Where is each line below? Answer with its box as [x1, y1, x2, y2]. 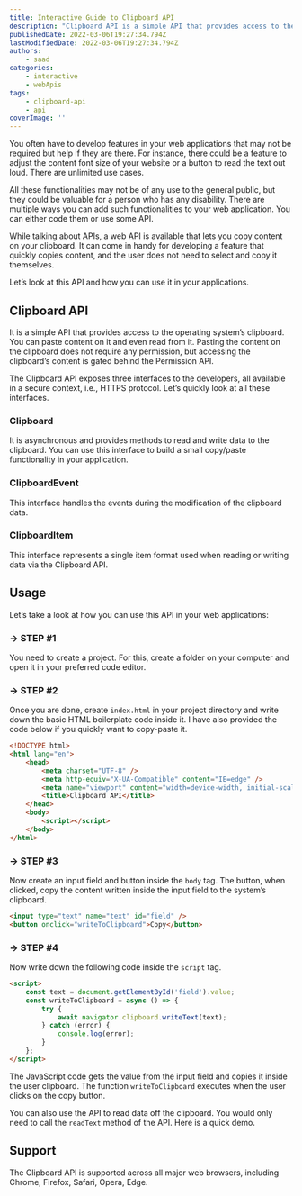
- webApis [25, 80, 63, 89]
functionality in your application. [9, 454, 129, 465]
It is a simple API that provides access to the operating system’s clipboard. [9, 326, 285, 338]
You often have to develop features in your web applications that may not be [9, 139, 292, 149]
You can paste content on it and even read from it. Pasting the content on [9, 336, 280, 347]
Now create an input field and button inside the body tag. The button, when [9, 875, 286, 886]
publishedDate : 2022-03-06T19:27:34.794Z [9, 30, 167, 39]
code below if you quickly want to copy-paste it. [9, 724, 188, 735]
